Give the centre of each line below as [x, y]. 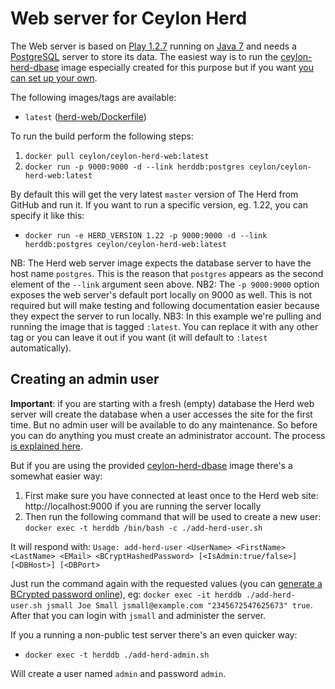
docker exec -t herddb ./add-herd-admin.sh [117, 655]
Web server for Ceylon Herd [129, 18]
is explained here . [47, 446]
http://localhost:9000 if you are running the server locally [143, 506]
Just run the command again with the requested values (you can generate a [166, 583]
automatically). [41, 348]
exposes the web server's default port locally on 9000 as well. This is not [161, 294]
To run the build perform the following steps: [102, 136]
